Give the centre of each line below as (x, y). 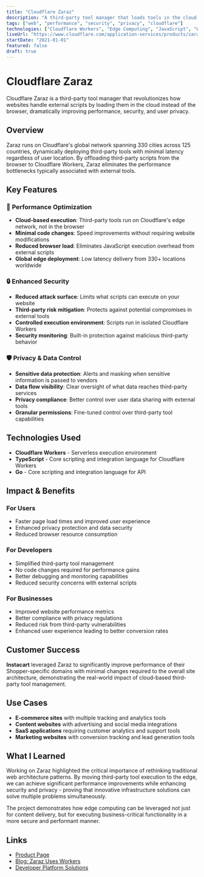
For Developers (29, 550)
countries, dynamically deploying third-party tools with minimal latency (95, 151)
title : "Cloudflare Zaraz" (40, 12)
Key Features (32, 190)
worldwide (28, 265)
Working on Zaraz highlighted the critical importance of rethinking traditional (102, 771)
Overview (25, 130)
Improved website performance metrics (64, 611)
